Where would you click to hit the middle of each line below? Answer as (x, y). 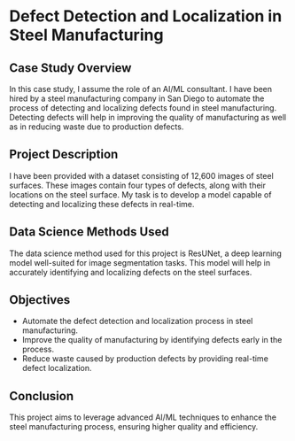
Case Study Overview (70, 68)
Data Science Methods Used (89, 232)
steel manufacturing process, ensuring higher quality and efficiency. (134, 427)
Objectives (40, 300)
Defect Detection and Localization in (146, 16)
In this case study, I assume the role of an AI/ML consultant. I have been (141, 89)
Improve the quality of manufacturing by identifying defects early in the (152, 340)
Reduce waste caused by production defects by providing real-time (145, 359)
